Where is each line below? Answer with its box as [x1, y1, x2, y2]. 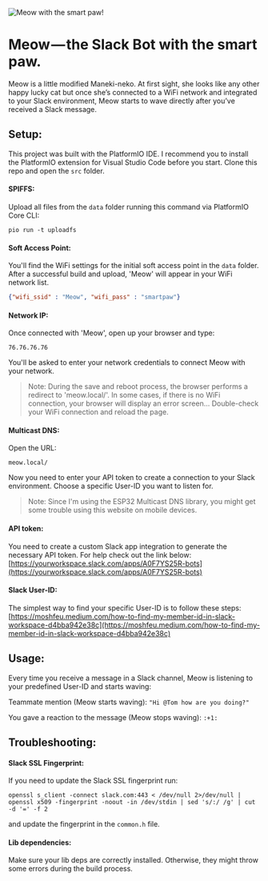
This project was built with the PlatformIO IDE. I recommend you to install [8, 149, 249, 158]
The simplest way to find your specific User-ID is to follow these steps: [8, 603, 242, 612]
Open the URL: [8, 443, 57, 453]
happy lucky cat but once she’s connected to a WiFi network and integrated [8, 87, 258, 97]
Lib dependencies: [8, 837, 72, 847]
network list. [8, 278, 50, 287]
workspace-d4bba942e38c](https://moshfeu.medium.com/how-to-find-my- [8, 620, 260, 630]
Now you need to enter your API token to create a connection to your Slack [8, 473, 255, 483]
